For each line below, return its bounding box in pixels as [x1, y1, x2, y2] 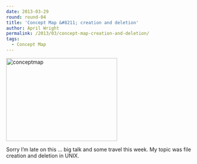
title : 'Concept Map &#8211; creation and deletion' [6, 19, 139, 25]
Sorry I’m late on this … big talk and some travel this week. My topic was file [6, 146, 191, 153]
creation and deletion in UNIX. [6, 152, 80, 159]
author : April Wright [6, 25, 60, 31]
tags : [6, 36, 20, 42]
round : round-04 [6, 14, 46, 20]
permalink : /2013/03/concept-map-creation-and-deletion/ [6, 31, 150, 37]
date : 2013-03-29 [6, 8, 49, 15]
